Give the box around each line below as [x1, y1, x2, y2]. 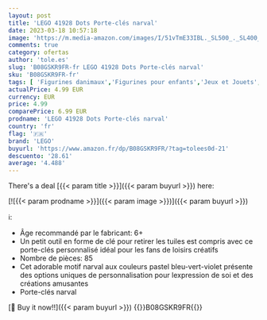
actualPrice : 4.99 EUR [8, 85, 83, 94]
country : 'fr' [8, 122, 56, 130]
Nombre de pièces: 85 [19, 253, 93, 263]
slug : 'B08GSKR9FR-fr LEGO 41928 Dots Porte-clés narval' [8, 64, 204, 71]
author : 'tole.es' [8, 56, 69, 64]
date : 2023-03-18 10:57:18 [8, 26, 98, 34]
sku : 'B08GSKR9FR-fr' [8, 71, 80, 79]
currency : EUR [8, 93, 56, 101]
